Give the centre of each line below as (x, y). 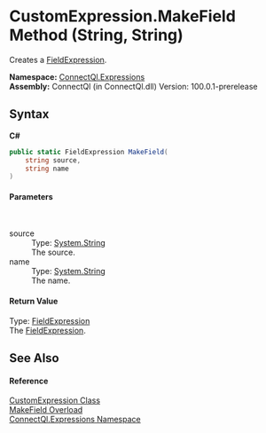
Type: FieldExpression (50, 320)
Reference (29, 381)
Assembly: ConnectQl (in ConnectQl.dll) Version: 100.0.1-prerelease (133, 86)
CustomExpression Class (55, 400)
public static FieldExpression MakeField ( (89, 152)
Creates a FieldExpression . (58, 59)
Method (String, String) (96, 35)
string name (47, 169)
